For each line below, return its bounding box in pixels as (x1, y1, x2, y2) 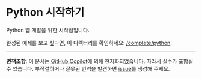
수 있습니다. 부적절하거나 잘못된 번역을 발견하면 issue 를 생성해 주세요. (6, 65, 170, 72)
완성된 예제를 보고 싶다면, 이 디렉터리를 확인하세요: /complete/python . (6, 39, 173, 46)
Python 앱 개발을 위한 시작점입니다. (6, 26, 90, 34)
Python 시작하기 (6, 5, 85, 19)
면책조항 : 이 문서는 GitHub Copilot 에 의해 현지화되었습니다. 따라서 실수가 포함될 (6, 58, 194, 65)
